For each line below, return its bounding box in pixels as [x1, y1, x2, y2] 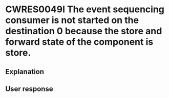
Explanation [5, 67, 45, 76]
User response [5, 84, 53, 93]
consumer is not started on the [5, 14, 139, 26]
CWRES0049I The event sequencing [5, 4, 165, 15]
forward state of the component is [5, 36, 154, 48]
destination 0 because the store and [5, 26, 162, 37]
